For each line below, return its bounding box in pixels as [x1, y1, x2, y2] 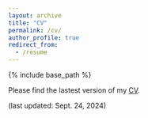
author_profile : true [8, 33, 80, 42]
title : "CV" [8, 19, 47, 27]
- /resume [15, 48, 47, 56]
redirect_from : [8, 41, 59, 49]
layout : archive [8, 11, 62, 20]
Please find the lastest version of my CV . [8, 86, 140, 95]
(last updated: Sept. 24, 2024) [8, 101, 107, 110]
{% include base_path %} [8, 70, 92, 79]
